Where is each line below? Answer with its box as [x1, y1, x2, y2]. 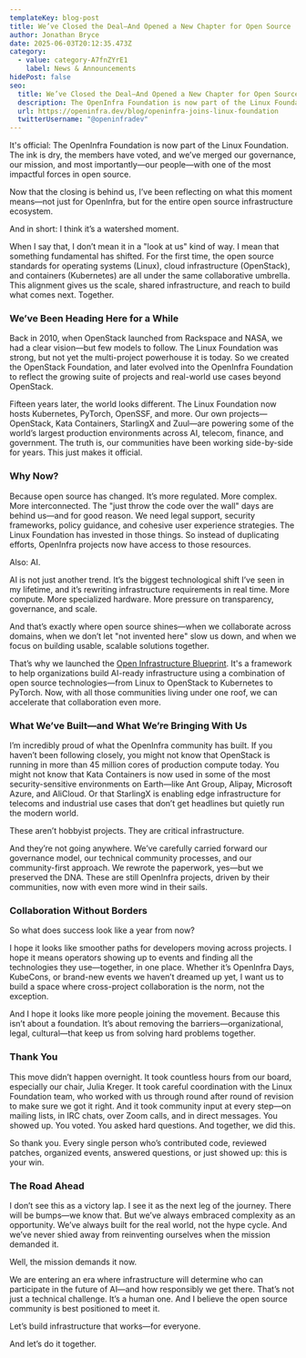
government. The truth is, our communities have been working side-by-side [9, 438, 293, 449]
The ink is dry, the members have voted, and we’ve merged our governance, [9, 149, 296, 160]
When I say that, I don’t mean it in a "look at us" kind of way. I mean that [9, 241, 280, 252]
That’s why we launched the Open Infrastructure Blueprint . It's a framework [9, 657, 292, 669]
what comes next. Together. [9, 289, 115, 300]
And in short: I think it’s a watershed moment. [9, 224, 179, 235]
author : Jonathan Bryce [9, 30, 100, 39]
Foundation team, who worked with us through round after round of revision [9, 1090, 294, 1101]
